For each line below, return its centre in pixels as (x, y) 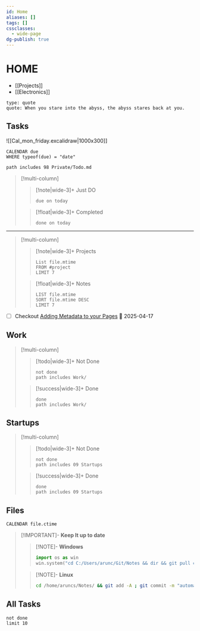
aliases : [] (21, 17)
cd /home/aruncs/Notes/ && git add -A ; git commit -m (105, 586)
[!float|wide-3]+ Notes (63, 284)
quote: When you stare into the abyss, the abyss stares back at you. (96, 108)
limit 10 (17, 623)
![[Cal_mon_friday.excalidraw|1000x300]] (57, 140)
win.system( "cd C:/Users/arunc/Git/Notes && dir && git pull (113, 564)
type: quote (21, 103)
